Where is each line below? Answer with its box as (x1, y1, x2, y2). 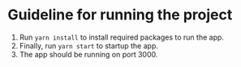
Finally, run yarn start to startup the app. (19, 40, 159, 50)
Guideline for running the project (7, 6, 233, 24)
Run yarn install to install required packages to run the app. (19, 32, 225, 42)
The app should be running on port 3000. (19, 49, 158, 59)
